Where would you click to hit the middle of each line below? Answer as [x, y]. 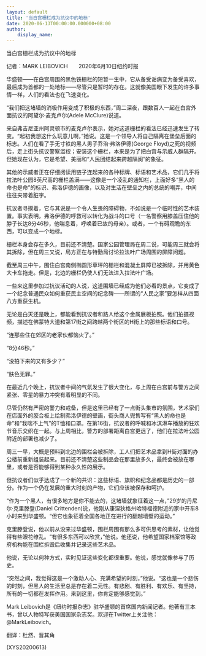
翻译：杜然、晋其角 [31, 635]
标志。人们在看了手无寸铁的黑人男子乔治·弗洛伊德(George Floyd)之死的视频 [101, 144]
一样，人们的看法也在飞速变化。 [52, 95]
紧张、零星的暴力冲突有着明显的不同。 [55, 395]
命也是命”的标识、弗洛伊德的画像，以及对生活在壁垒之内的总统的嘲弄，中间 [102, 187]
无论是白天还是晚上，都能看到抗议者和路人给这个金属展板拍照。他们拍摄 [97, 314]
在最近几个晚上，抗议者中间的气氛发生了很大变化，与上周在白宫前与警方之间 [103, 387]
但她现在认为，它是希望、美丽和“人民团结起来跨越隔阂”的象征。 [87, 159]
